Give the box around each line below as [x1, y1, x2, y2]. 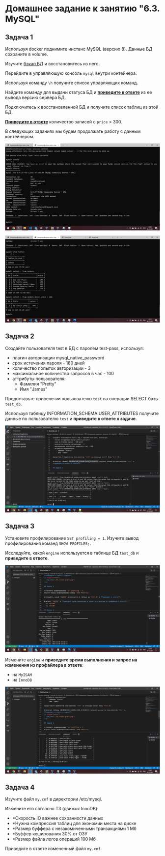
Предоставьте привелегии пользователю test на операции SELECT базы [5, 395, 159, 401]
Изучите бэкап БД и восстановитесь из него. [5, 61, 100, 66]
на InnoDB [12, 677, 32, 682]
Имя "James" [19, 386, 48, 392]
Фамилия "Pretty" [19, 381, 56, 386]
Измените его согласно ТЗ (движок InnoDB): [5, 806, 99, 812]
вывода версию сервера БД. [5, 94, 66, 100]
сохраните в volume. [5, 51, 48, 57]
